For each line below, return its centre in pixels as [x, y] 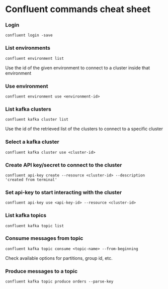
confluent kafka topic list [35, 226]
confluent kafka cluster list [37, 120]
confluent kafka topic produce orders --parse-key [59, 282]
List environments [28, 48]
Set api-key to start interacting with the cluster [64, 192]
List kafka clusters [28, 109]
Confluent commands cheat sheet [78, 9]
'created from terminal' [31, 179]
